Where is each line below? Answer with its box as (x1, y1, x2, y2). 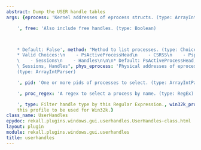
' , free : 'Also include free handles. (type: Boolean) (17, 25, 157, 31)
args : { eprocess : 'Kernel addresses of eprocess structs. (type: (6, 14, 172, 20)
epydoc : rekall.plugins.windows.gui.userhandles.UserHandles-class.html (6, 118, 191, 124)
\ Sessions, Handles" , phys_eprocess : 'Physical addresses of (17, 64, 175, 70)
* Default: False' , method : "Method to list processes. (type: (17, 46, 178, 53)
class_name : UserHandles (6, 112, 68, 119)
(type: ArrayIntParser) (17, 69, 77, 75)
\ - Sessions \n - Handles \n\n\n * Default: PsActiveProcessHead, (17, 58, 197, 64)
